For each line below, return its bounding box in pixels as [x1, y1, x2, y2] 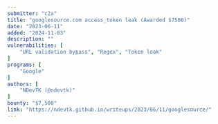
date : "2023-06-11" [7, 23, 64, 30]
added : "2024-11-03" [7, 29, 67, 37]
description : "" [7, 36, 54, 43]
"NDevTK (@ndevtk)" [19, 87, 76, 94]
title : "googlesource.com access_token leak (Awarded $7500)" [7, 17, 190, 23]
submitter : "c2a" [7, 10, 57, 17]
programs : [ [7, 61, 42, 68]
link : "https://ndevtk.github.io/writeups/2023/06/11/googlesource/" [7, 106, 212, 113]
